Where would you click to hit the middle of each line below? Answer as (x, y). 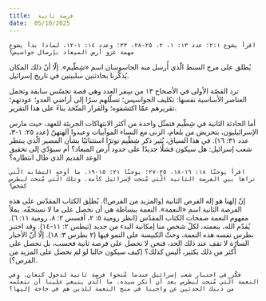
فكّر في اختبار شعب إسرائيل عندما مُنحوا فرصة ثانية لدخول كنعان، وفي (125, 275)
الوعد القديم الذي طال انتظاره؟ (55, 157)
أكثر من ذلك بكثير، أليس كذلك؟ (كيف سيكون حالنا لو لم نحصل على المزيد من (123, 251)
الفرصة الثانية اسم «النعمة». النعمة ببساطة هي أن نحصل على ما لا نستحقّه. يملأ (126, 209)
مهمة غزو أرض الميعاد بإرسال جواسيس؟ (72, 52)
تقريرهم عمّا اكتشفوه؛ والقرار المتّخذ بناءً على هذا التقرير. (93, 108)
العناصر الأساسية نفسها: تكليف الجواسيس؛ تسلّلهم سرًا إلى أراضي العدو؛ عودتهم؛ (128, 99)
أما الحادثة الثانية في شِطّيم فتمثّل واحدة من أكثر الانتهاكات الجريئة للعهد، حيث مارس (133, 123)
